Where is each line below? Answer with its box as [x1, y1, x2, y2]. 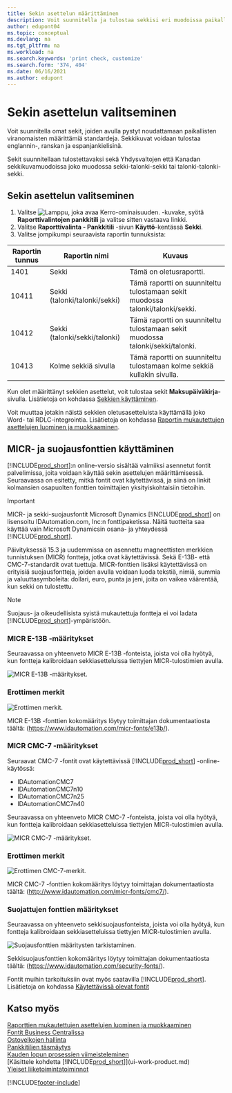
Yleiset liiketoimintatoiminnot [7, 1065, 89, 1074]
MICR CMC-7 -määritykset [7, 741, 98, 751]
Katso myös [7, 1002, 60, 1014]
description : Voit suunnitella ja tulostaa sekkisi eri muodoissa [7, 17, 202, 24]
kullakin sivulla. [129, 370, 179, 380]
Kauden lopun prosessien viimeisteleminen [7, 1050, 129, 1058]
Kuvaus [162, 251, 188, 261]
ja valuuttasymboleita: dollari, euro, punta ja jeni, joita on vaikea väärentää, [7, 574, 220, 583]
